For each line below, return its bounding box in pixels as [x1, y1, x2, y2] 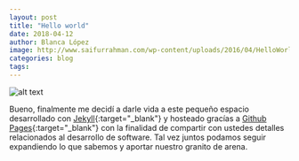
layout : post [9, 12, 58, 22]
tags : [9, 63, 29, 72]
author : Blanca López [9, 37, 90, 47]
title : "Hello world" [9, 21, 90, 30]
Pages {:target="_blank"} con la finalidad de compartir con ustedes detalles [9, 122, 285, 133]
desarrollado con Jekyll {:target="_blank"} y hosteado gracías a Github [9, 112, 267, 124]
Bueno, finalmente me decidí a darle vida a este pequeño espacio [9, 103, 249, 114]
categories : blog [9, 54, 74, 63]
